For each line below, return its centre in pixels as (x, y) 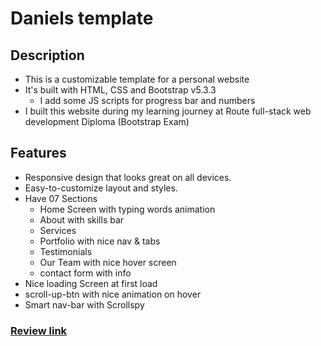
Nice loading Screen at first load (91, 283)
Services (58, 230)
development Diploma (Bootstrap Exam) (107, 121)
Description (47, 55)
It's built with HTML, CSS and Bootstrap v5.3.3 (120, 90)
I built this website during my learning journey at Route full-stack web (168, 111)
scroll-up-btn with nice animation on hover (113, 294)
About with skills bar (82, 219)
